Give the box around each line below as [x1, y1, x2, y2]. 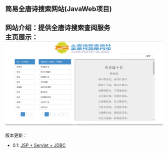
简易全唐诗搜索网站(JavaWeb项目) [5, 5, 112, 14]
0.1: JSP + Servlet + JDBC [12, 142, 66, 148]
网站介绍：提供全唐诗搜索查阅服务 [5, 23, 110, 32]
